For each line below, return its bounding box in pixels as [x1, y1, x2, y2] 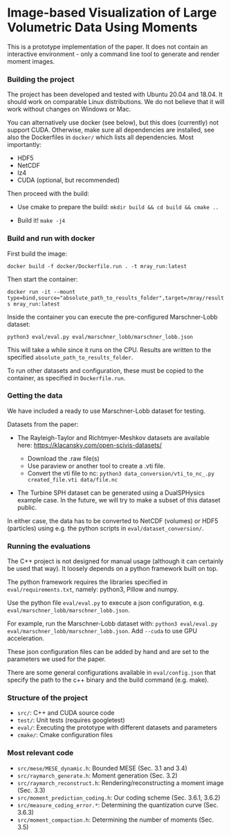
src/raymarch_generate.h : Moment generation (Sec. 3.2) [17, 771, 178, 779]
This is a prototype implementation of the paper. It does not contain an [7, 42, 208, 51]
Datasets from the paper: [7, 420, 79, 428]
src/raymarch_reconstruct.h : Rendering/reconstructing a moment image [17, 778, 224, 787]
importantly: [7, 141, 41, 149]
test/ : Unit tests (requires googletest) [17, 716, 126, 725]
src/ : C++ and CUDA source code [17, 709, 115, 717]
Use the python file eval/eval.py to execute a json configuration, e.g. [7, 599, 205, 607]
